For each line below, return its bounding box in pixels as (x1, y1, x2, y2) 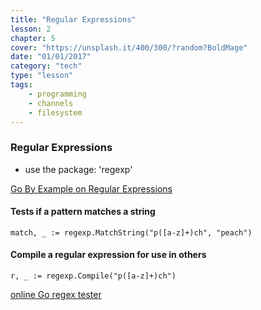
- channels (28, 98, 74, 108)
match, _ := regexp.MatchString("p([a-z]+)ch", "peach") (10, 227, 253, 238)
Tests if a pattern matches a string (10, 206, 156, 218)
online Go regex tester (10, 289, 102, 301)
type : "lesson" (10, 71, 74, 81)
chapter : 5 (10, 33, 56, 43)
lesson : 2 (10, 24, 52, 34)
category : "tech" (10, 61, 83, 71)
